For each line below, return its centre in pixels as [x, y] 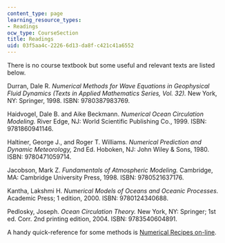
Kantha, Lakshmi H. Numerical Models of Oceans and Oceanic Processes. [113, 191]
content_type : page [35, 13]
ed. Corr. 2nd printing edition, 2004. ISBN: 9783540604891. [92, 219]
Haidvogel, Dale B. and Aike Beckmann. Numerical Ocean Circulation [105, 114]
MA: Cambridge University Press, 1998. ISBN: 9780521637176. [96, 177]
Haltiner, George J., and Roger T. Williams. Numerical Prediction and [105, 142]
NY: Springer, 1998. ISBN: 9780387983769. [69, 100]
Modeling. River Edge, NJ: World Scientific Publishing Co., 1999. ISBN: [107, 121]
